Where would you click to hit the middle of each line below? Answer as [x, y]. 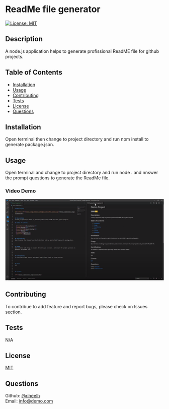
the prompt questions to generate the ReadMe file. [57, 178]
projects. [14, 56]
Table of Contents [34, 72]
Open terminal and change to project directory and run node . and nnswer [82, 173]
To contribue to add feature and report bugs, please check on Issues [76, 306]
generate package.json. [30, 145]
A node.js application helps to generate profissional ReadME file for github [82, 51]
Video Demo [21, 191]
